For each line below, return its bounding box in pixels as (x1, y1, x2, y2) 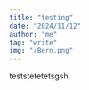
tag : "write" (9, 37, 58, 47)
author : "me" (9, 29, 58, 38)
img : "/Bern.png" (9, 46, 74, 55)
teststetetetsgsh (9, 70, 69, 81)
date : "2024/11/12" (9, 21, 82, 30)
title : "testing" (9, 12, 74, 22)
